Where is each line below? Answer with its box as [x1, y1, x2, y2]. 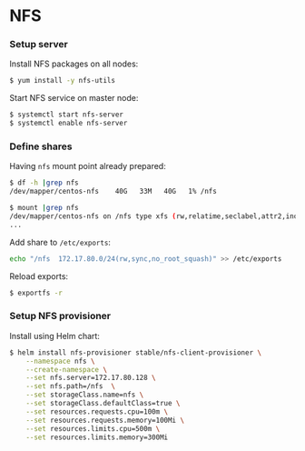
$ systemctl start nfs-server [9, 110, 124, 119]
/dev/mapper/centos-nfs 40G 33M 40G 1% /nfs [9, 187, 218, 196]
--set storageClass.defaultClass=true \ [25, 399, 181, 408]
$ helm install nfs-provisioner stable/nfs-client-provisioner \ [9, 347, 261, 357]
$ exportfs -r [9, 288, 64, 297]
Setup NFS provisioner [9, 310, 112, 323]
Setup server [9, 38, 68, 51]
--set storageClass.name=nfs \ [25, 390, 144, 400]
